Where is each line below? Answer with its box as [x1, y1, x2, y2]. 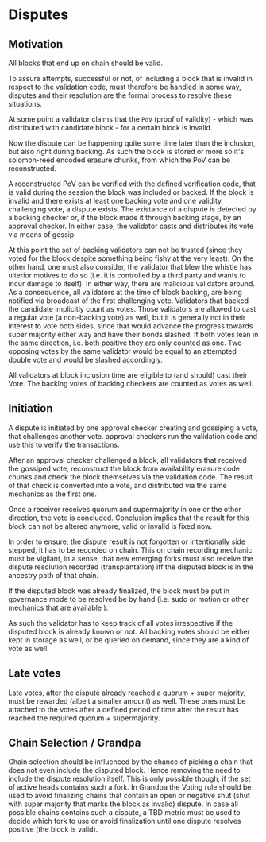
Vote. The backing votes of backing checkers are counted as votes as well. [8, 379, 254, 388]
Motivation [8, 37, 64, 51]
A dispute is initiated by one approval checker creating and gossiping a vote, [8, 423, 259, 433]
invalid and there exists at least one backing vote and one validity [8, 196, 222, 205]
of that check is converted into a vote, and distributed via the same [8, 480, 228, 490]
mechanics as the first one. [8, 489, 98, 499]
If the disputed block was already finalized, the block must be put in [8, 586, 230, 596]
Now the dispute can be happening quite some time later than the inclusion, [8, 138, 256, 148]
